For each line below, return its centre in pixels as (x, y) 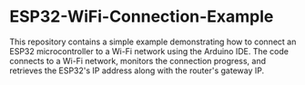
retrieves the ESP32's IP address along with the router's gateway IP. (137, 71)
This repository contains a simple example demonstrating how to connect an (153, 42)
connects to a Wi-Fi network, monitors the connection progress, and (138, 61)
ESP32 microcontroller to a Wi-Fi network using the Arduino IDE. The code (149, 51)
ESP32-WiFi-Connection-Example (142, 17)
